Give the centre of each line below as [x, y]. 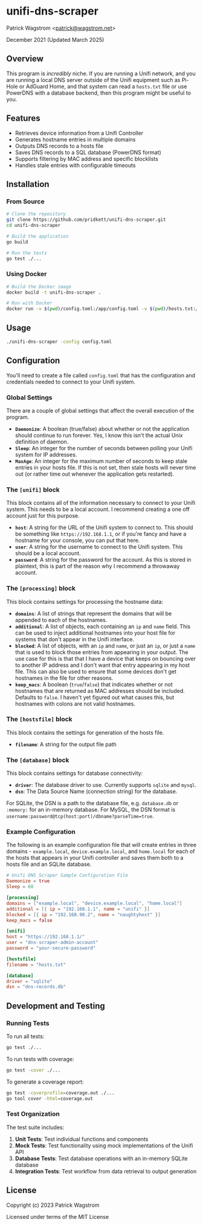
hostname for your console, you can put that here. [77, 541]
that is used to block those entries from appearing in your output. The [101, 652]
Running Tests [28, 1023]
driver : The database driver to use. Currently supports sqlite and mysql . [106, 785]
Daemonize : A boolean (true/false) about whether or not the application [102, 428]
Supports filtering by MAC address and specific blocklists [86, 158]
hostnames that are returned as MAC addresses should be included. [100, 690]
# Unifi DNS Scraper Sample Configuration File [67, 876]
